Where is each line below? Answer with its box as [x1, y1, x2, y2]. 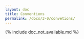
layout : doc [5, 7, 29, 12]
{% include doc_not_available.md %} [5, 29, 79, 35]
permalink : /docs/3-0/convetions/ [5, 16, 76, 21]
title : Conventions [5, 12, 45, 16]
